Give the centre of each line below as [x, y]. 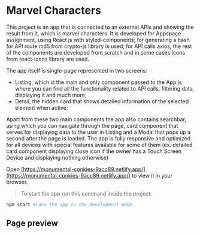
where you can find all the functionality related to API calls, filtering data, [104, 88]
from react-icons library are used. [48, 59]
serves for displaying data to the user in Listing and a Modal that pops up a [99, 132]
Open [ [15, 169]
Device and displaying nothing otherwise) [57, 157]
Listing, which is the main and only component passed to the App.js [98, 82]
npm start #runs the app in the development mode [69, 205]
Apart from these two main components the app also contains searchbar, [96, 119]
